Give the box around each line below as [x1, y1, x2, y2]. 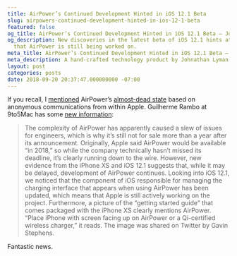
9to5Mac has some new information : [7, 110, 114, 118]
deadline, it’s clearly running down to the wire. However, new [24, 154, 202, 162]
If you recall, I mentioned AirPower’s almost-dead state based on [7, 95, 196, 104]
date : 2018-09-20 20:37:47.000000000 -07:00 [7, 75, 140, 83]
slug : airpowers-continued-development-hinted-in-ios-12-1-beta [7, 17, 200, 24]
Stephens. [24, 228, 55, 237]
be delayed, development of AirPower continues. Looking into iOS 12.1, [24, 169, 230, 177]
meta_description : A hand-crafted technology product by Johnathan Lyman [7, 56, 229, 63]
